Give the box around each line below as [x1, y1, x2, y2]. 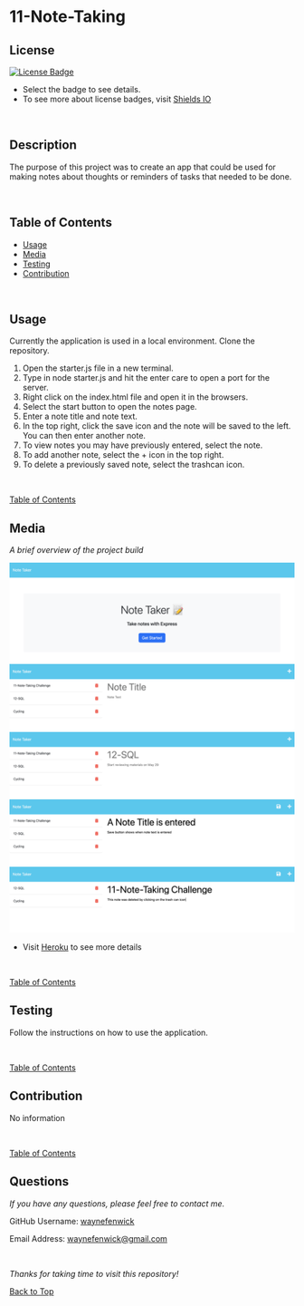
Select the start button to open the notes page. [22, 401, 197, 412]
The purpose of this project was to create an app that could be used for [9, 161, 276, 172]
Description [9, 138, 77, 153]
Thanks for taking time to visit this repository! [9, 1268, 179, 1279]
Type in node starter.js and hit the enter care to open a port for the [22, 372, 271, 383]
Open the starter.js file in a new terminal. [22, 363, 174, 373]
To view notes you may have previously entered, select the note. [22, 440, 263, 450]
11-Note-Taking [9, 6, 127, 27]
